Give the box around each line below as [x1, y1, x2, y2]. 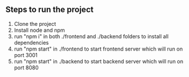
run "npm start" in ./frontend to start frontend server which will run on [14, 45, 183, 52]
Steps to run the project [5, 5, 94, 15]
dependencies [14, 39, 49, 46]
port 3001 [14, 51, 38, 58]
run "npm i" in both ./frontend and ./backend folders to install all [14, 32, 168, 40]
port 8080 [14, 64, 39, 71]
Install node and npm [14, 26, 65, 34]
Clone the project [14, 20, 56, 27]
